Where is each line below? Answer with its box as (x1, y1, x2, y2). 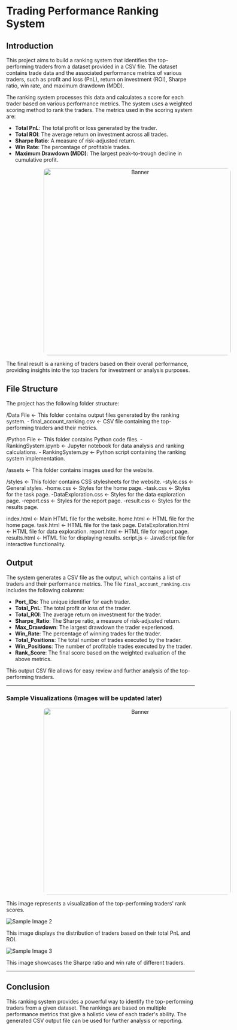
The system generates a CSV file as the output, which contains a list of (6, 574, 181, 581)
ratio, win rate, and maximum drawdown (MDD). (6, 82, 124, 89)
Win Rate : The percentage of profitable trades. (14, 144, 131, 150)
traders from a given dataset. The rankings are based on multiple (6, 1004, 166, 1011)
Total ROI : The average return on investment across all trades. (14, 131, 169, 138)
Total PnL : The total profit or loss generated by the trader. (14, 125, 157, 131)
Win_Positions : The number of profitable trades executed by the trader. (14, 643, 193, 650)
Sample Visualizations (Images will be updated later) (6, 693, 163, 702)
